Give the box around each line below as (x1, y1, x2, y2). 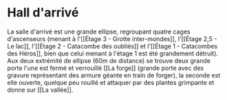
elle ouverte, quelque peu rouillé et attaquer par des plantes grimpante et (7, 78, 215, 86)
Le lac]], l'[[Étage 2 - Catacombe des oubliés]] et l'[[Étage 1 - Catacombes (7, 42, 218, 50)
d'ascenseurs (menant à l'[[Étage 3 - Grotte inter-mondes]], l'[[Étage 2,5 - (7, 34, 217, 42)
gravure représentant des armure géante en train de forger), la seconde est (7, 71, 221, 79)
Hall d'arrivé (7, 5, 79, 21)
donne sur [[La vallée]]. (7, 86, 74, 94)
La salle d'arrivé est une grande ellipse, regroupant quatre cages (7, 27, 191, 36)
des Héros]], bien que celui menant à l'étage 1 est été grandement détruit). (7, 49, 219, 58)
